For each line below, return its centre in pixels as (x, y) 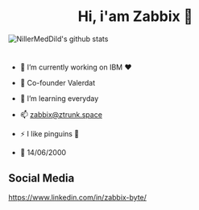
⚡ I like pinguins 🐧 (50, 134)
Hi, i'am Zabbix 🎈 (135, 17)
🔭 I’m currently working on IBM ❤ (76, 67)
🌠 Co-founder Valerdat (58, 83)
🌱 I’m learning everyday (59, 99)
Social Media (41, 178)
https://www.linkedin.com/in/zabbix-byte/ (78, 197)
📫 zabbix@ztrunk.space (61, 115)
